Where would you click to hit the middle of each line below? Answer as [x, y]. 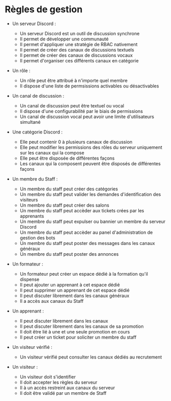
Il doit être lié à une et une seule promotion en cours [75, 331]
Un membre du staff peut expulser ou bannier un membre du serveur [93, 221]
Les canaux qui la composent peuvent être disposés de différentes [90, 163]
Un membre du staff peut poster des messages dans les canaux [87, 243]
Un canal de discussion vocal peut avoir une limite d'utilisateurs [87, 117]
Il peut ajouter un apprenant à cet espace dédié [70, 284]
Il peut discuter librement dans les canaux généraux [74, 296]
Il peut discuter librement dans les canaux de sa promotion [82, 326]
